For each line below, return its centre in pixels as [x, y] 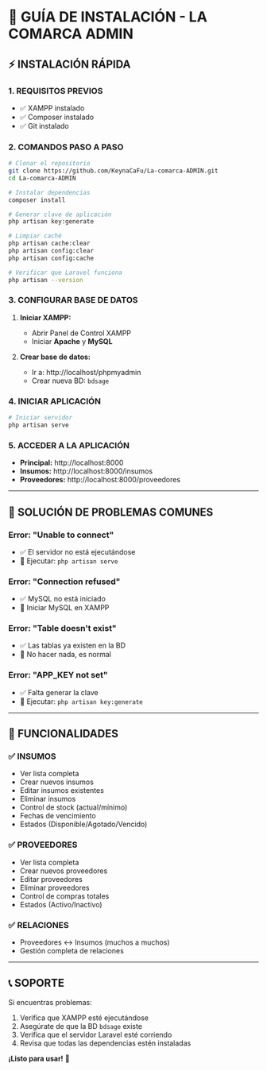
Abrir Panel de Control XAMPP [81, 333]
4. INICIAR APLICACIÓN [55, 401]
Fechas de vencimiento [58, 816]
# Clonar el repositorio [49, 164]
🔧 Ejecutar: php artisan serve [69, 561]
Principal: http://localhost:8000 [72, 463]
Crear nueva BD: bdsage [70, 381]
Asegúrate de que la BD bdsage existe [81, 1026]
